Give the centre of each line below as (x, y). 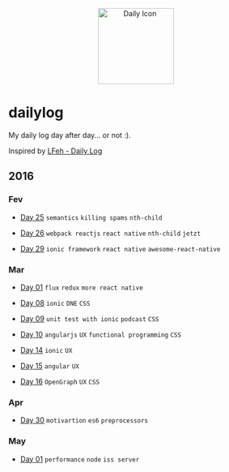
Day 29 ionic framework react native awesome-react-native (120, 248)
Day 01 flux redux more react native (81, 287)
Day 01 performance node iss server (80, 459)
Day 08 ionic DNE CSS (55, 303)
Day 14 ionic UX (46, 350)
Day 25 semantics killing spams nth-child (91, 217)
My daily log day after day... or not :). (70, 135)
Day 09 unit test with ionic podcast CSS (89, 318)
